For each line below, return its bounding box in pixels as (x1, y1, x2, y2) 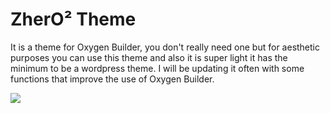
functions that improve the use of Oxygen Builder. (10, 73, 215, 85)
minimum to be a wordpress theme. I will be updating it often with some (10, 62, 305, 74)
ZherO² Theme (10, 8, 137, 31)
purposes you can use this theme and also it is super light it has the (10, 51, 288, 63)
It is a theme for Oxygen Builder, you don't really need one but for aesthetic (10, 41, 321, 53)
